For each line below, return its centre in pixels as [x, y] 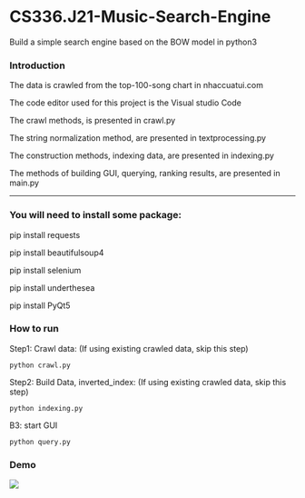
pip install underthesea [52, 287]
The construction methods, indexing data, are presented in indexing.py [142, 155]
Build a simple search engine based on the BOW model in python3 [133, 42]
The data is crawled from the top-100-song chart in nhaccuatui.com [136, 85]
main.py [24, 183]
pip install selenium [45, 270]
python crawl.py [40, 365]
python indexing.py [46, 408]
